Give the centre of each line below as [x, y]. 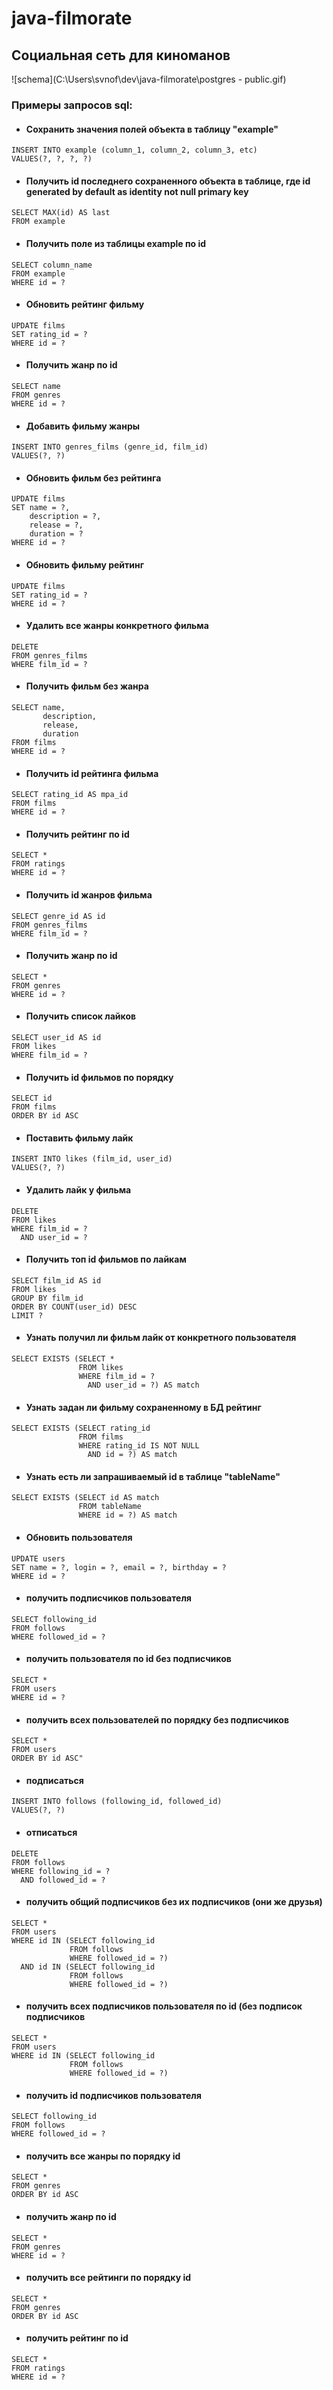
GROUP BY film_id [47, 1298]
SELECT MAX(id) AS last [61, 213]
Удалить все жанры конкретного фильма [117, 626]
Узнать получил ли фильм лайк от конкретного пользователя [161, 1338]
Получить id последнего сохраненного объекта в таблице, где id [168, 181]
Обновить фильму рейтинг [85, 564]
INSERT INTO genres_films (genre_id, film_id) [110, 447]
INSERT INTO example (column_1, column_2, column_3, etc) [134, 150]
